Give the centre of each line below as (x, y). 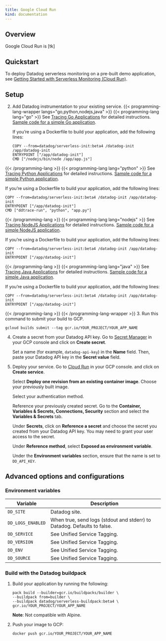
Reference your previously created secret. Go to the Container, (77, 406)
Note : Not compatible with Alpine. (47, 615)
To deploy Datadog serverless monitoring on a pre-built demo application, (80, 74)
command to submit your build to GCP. (44, 319)
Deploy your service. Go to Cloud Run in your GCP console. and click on (86, 366)
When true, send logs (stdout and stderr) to (101, 520)
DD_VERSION (20, 542)
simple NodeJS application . (33, 230)
